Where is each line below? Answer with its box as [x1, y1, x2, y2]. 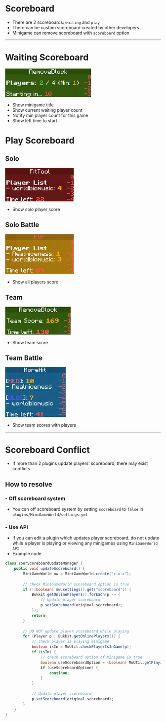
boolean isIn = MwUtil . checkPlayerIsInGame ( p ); [31, 644, 132, 649]
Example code [12, 551, 42, 557]
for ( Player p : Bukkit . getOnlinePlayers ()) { [23, 634, 121, 639]
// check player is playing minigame [31, 639, 110, 644]
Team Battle [5, 354, 43, 362]
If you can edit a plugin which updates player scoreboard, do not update [12, 535, 160, 541]
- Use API [5, 524, 28, 531]
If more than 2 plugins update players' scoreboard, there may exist [12, 460, 148, 466]
